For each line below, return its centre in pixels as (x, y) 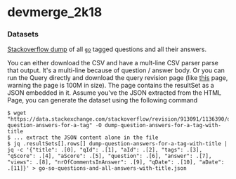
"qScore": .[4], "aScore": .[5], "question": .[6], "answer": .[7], (110, 156)
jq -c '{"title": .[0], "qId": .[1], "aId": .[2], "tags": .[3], (105, 150)
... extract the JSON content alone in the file (86, 138)
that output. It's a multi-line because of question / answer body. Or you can (116, 70)
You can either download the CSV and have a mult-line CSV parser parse (113, 63)
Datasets (23, 34)
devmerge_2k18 (55, 12)
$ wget (17, 113)
